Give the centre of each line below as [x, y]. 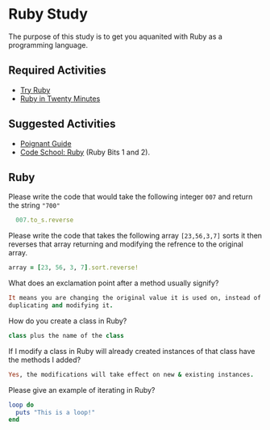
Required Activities [57, 71]
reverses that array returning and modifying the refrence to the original [126, 244]
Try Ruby [35, 90]
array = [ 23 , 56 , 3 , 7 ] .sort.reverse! [73, 268]
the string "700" [34, 205]
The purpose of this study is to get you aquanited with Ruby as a [116, 36]
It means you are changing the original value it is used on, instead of [135, 298]
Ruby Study [48, 14]
